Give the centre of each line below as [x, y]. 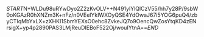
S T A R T [15, 9]
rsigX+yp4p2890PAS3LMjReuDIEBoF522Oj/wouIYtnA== [77, 27]
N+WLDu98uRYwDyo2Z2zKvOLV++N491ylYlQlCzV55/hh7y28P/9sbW [111, 9]
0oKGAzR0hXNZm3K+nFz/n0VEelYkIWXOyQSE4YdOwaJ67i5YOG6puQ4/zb [102, 15]
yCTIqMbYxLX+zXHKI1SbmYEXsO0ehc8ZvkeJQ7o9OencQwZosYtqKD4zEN [101, 21]
